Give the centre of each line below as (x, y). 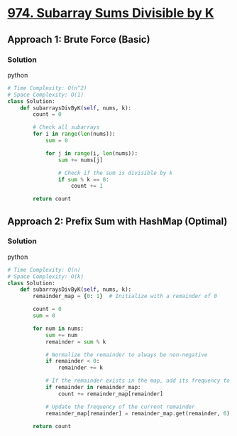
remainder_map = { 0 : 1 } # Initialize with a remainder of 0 (125, 297)
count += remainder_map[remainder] (110, 394)
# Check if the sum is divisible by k (115, 173)
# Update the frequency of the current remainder (120, 407)
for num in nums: (58, 329)
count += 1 (87, 186)
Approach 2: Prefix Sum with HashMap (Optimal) (117, 221)
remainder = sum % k (76, 342)
